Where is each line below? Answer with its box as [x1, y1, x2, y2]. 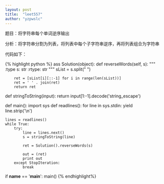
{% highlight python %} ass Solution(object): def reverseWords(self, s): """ [5, 61, 156, 67]
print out [23, 156, 43, 161]
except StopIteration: [14, 160, 60, 165]
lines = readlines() [5, 118, 47, 123]
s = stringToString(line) [23, 135, 76, 140]
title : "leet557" [5, 12, 43, 17]
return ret [14, 85, 36, 90]
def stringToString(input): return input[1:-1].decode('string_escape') [5, 93, 141, 99]
